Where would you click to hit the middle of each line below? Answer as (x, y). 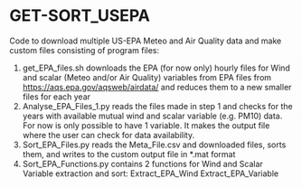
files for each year (57, 97)
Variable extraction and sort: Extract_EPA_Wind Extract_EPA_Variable (150, 173)
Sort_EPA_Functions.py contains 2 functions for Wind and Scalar (143, 164)
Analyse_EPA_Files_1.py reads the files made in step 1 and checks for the (157, 106)
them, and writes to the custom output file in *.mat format (129, 154)
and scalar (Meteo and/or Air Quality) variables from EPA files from (147, 77)
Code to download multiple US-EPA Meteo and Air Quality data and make (146, 41)
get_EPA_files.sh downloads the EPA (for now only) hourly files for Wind (156, 68)
